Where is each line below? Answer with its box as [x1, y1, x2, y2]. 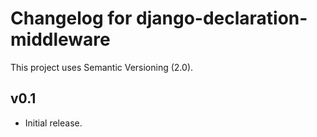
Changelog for [10, 7, 133, 30]
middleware [10, 28, 111, 51]
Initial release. [24, 117, 83, 129]
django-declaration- [136, 7, 308, 30]
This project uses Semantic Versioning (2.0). [10, 61, 194, 73]
